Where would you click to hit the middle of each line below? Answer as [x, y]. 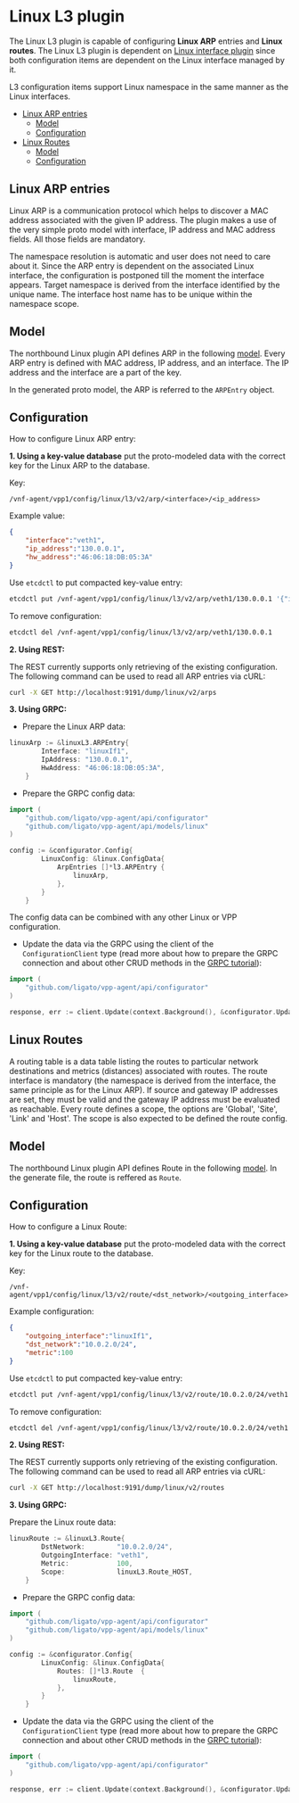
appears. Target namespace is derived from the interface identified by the [145, 285]
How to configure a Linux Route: [68, 1227]
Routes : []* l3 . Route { [101, 1671]
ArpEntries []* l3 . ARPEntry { [111, 867]
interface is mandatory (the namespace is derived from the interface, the [143, 1080]
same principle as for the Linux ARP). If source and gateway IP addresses [144, 1089]
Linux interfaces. [40, 96]
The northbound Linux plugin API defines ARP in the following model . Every [147, 353]
